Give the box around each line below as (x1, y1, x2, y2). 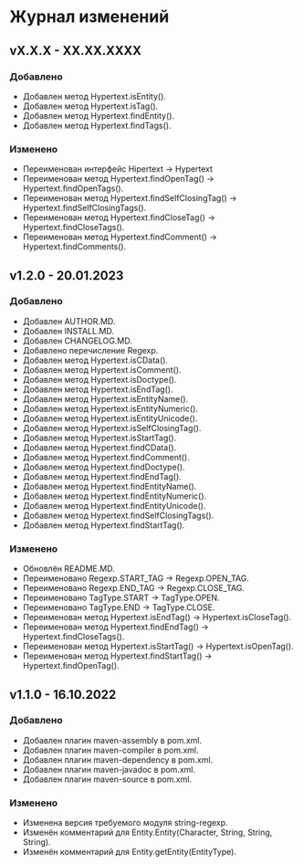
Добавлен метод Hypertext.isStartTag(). (22, 432, 177, 443)
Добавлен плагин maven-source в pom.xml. (22, 774, 193, 785)
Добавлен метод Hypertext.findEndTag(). (22, 470, 183, 481)
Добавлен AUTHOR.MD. (22, 315, 116, 326)
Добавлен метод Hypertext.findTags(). (22, 120, 172, 131)
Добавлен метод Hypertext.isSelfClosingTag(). (22, 422, 202, 433)
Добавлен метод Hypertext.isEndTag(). (22, 384, 173, 395)
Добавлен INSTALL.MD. (22, 325, 114, 336)
